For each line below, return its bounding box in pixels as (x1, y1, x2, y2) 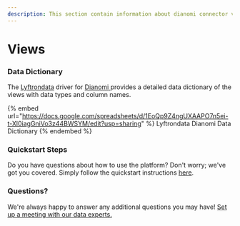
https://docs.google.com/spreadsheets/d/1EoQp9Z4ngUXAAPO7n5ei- (21, 112, 229, 120)
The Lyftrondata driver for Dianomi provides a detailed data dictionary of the (7, 83, 232, 91)
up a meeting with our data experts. (7, 210, 112, 218)
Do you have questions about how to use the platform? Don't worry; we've (7, 161, 226, 170)
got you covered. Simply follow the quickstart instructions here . (7, 168, 194, 177)
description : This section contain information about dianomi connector (7, 10, 229, 18)
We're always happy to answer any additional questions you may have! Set (7, 202, 227, 211)
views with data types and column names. (7, 91, 131, 99)
